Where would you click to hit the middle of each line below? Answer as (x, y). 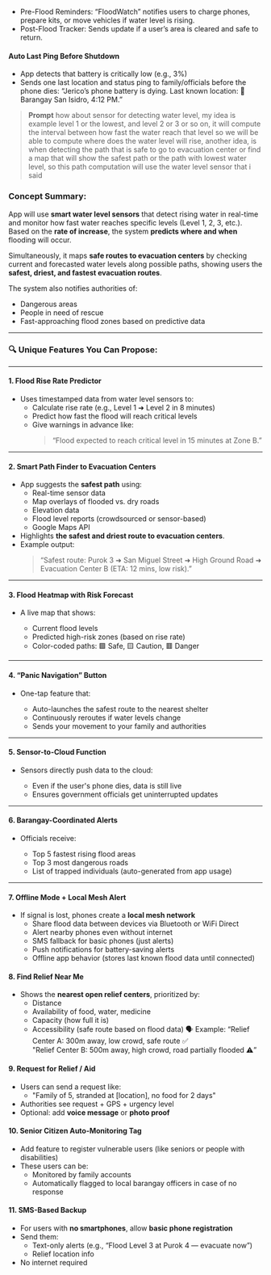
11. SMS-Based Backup (48, 1210)
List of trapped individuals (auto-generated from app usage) (132, 871)
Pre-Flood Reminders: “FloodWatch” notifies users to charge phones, (135, 12)
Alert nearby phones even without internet (102, 932)
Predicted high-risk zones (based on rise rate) (108, 637)
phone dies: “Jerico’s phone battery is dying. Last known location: (129, 91)
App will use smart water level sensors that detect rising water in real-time (133, 214)
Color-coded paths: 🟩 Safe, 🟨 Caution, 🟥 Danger (116, 646)
